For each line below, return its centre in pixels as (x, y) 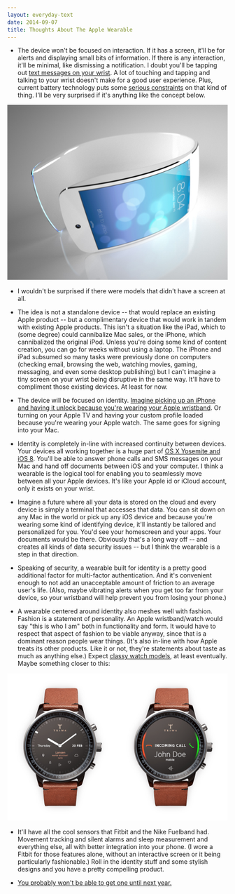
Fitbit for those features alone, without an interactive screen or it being (119, 854)
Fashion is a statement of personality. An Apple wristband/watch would (120, 619)
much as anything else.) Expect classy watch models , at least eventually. (122, 656)
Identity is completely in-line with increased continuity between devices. (122, 444)
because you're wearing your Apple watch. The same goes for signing (119, 423)
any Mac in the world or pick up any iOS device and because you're (115, 517)
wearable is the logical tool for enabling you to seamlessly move (110, 474)
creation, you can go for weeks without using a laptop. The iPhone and (119, 349)
